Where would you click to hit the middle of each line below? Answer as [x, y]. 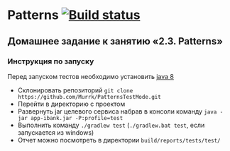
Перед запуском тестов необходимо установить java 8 [91, 76]
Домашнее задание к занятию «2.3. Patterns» [115, 41]
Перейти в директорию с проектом [71, 104]
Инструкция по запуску [51, 61]
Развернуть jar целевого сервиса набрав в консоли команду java [117, 111]
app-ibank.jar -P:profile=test [77, 118]
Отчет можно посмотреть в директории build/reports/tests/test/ [119, 140]
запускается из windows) [56, 132]
